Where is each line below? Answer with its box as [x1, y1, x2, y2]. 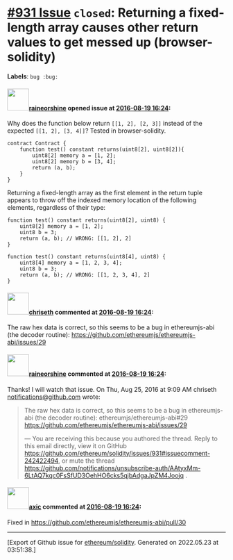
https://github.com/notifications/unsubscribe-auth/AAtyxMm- [24, 463, 201, 472]
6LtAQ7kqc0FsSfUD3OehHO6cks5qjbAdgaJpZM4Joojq [24, 471, 184, 479]
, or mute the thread [58, 456, 115, 465]
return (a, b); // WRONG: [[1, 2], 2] [19, 235, 132, 242]
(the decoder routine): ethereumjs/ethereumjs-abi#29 [34, 413, 189, 422]
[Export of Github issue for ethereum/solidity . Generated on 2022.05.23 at [7, 538, 219, 546]
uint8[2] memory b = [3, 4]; [32, 158, 116, 165]
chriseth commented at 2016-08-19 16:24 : [28, 308, 154, 316]
